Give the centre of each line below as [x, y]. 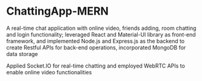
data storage [22, 54]
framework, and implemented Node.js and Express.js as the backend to [96, 41]
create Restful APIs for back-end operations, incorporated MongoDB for [96, 48]
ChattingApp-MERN [58, 11]
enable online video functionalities [49, 72]
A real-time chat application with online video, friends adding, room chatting [101, 28]
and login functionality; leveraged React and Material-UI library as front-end [101, 34]
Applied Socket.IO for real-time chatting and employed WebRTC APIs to [96, 66]
